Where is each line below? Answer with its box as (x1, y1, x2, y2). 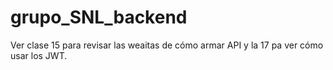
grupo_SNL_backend (10, 6, 188, 29)
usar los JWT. (10, 49, 68, 61)
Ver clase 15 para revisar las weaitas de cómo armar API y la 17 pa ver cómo (10, 39, 324, 51)
